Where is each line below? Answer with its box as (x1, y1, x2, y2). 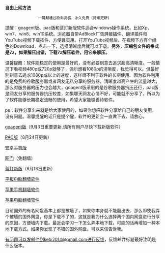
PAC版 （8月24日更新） (5, 134, 52, 140)
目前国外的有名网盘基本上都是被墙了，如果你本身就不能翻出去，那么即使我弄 (5, 208, 160, 213)
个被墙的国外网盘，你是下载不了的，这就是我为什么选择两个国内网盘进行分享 (5, 214, 160, 220)
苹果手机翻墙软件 (5, 187, 40, 192)
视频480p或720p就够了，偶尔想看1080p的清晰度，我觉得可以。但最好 (18, 66, 160, 72)
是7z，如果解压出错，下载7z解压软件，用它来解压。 (5, 49, 110, 55)
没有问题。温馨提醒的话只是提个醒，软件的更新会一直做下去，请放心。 (5, 113, 147, 119)
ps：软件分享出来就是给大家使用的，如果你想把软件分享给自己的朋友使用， (5, 107, 156, 113)
